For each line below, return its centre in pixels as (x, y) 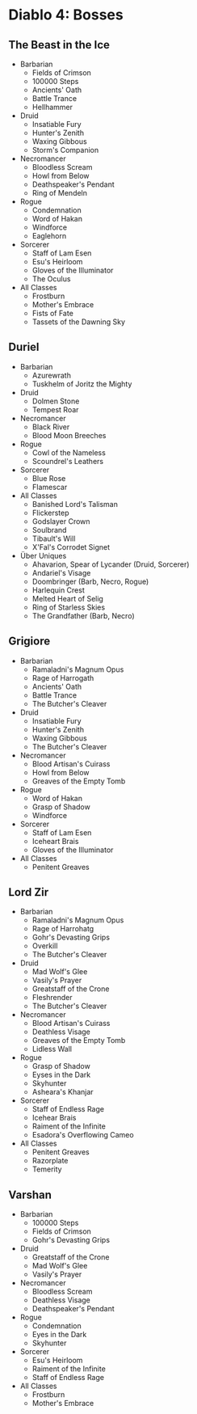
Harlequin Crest (58, 590)
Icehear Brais (54, 1118)
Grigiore (29, 642)
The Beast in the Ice (59, 45)
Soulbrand (49, 530)
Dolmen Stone (56, 401)
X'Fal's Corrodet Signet (71, 547)
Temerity (47, 1169)
